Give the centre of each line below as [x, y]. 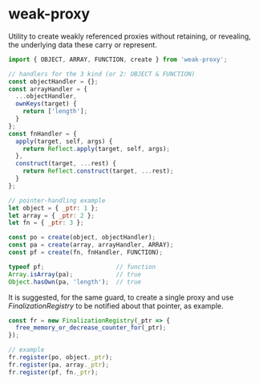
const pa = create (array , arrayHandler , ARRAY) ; [91, 245]
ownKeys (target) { [47, 104]
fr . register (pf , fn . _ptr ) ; [53, 372]
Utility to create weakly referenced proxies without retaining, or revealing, [129, 36]
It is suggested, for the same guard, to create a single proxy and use [121, 297]
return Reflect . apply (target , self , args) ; [97, 149]
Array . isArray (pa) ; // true [75, 274]
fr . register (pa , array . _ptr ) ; [59, 365]
